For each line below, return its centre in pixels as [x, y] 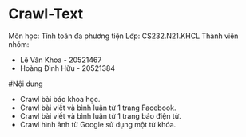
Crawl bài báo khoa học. [60, 99]
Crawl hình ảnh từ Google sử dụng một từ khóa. [98, 124]
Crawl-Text [46, 14]
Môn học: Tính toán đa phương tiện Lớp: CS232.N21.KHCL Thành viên [123, 36]
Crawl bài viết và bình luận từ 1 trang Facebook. [98, 108]
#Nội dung [26, 84]
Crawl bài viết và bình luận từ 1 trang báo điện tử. [100, 115]
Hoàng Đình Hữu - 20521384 [67, 68]
